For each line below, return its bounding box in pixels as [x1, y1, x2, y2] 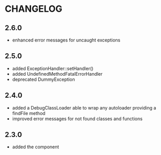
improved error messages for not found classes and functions [12, 116, 143, 122]
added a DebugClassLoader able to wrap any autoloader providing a [12, 104, 156, 110]
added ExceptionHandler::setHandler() [12, 65, 94, 72]
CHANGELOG [5, 3, 62, 15]
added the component [12, 144, 59, 150]
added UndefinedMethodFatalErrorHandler [12, 71, 103, 77]
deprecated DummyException [12, 76, 75, 82]
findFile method [12, 110, 45, 116]
